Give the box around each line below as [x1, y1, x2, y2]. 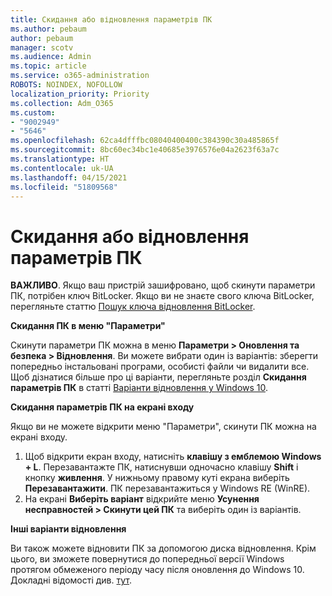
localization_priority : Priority [10, 89, 150, 99]
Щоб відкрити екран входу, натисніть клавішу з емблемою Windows [24, 451, 322, 463]
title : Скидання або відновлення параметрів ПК [10, 14, 213, 25]
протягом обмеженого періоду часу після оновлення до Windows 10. [10, 564, 305, 576]
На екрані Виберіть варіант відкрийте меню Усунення [24, 493, 260, 505]
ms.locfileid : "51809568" [10, 182, 118, 192]
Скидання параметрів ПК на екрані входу [10, 401, 195, 413]
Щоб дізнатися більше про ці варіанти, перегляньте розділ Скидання [10, 371, 307, 383]
